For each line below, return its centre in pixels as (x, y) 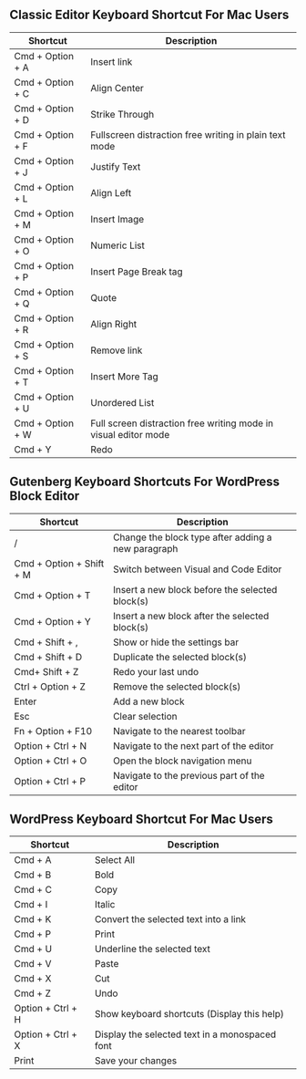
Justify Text (116, 166)
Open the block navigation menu (182, 761)
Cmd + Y (33, 449)
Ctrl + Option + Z (50, 686)
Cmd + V (33, 964)
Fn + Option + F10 (53, 731)
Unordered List (122, 402)
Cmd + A (33, 860)
